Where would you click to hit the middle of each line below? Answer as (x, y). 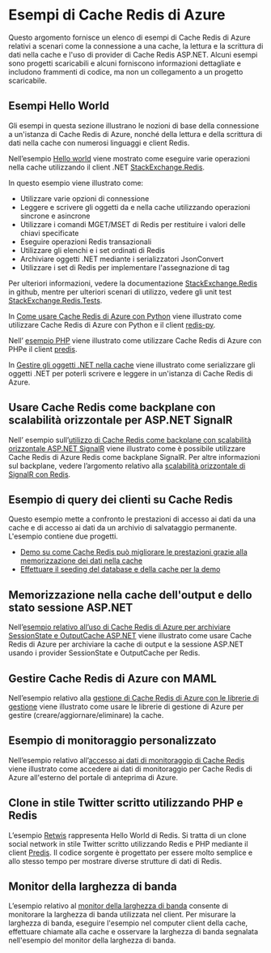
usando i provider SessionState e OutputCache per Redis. (104, 653)
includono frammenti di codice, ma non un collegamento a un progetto (126, 71)
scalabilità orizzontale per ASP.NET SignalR (121, 421)
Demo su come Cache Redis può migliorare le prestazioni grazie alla (134, 552)
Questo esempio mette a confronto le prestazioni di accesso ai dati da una (132, 519)
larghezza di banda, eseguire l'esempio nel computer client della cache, (128, 923)
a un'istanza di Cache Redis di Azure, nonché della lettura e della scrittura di (135, 134)
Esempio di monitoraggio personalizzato (112, 741)
